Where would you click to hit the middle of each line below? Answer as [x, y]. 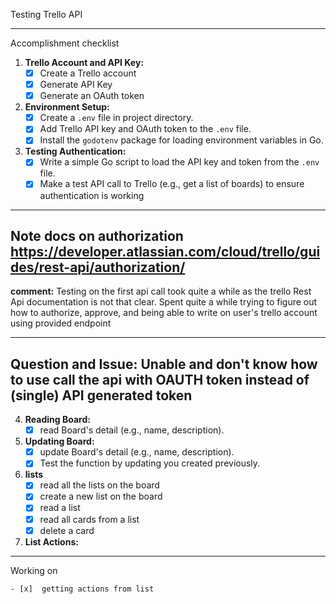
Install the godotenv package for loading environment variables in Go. [181, 140]
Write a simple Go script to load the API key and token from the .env [179, 162]
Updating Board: [59, 441]
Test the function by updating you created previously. [150, 463]
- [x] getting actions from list [82, 589]
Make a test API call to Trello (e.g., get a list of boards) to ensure [172, 184]
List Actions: [51, 541]
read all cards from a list [89, 519]
